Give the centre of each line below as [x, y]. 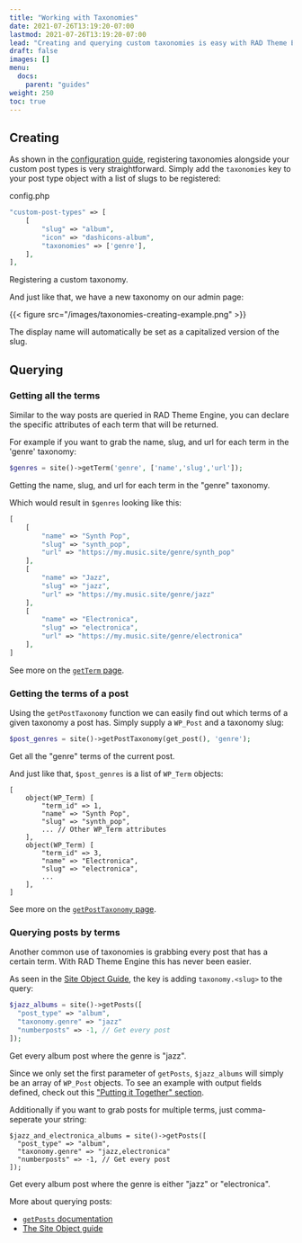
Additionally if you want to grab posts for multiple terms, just [121, 1109]
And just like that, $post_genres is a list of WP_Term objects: [116, 774]
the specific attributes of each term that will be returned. [114, 425]
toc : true [28, 101]
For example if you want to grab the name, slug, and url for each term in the [149, 442]
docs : [28, 76]
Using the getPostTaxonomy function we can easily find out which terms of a [149, 713]
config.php [30, 196]
